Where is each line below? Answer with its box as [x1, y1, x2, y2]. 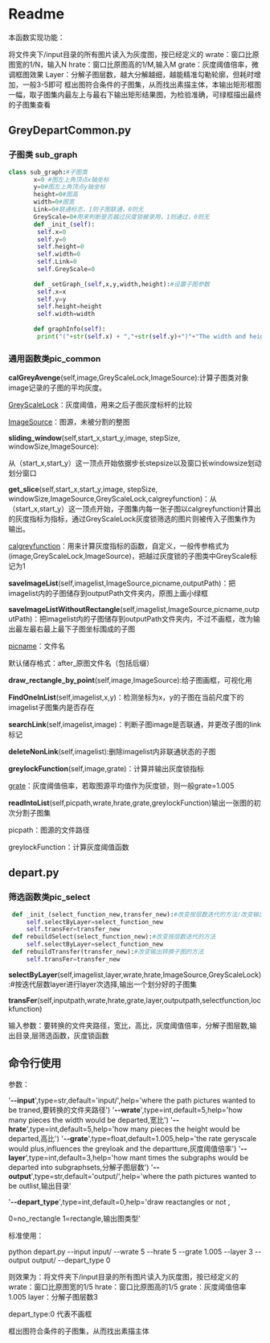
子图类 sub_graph [8, 150, 78, 161]
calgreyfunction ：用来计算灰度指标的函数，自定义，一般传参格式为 [8, 541, 230, 551]
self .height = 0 [37, 243, 84, 251]
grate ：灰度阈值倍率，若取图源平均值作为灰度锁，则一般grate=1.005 [8, 781, 235, 791]
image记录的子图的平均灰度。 [8, 383, 107, 392]
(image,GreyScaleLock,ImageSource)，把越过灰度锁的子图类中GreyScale [8, 552, 251, 561]
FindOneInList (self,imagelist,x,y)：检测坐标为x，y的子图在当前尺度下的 [8, 692, 244, 702]
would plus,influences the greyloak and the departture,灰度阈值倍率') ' [8, 1144, 241, 1153]
